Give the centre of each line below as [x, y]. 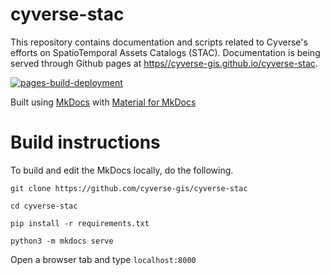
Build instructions [85, 142]
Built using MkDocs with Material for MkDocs [103, 102]
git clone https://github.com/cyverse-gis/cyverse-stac [129, 188]
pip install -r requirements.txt [80, 223]
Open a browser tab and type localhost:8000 [103, 259]
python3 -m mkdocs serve [62, 241]
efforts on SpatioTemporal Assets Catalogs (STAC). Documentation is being [165, 52]
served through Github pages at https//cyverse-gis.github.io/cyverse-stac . [164, 63]
